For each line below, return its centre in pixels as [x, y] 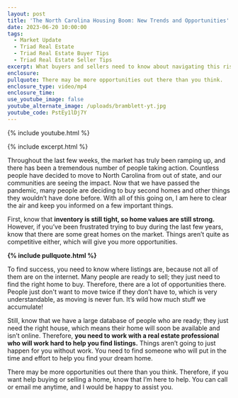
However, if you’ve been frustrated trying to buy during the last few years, [115, 227]
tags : [15, 34]
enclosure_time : [31, 93]
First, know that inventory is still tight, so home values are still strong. [111, 219]
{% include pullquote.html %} [52, 255]
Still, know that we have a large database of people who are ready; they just [118, 320]
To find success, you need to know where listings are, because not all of [113, 269]
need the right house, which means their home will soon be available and [114, 328]
